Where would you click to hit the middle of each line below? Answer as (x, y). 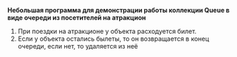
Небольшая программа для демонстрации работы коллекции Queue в (118, 10)
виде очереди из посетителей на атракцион (77, 18)
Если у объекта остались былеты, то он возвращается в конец (113, 39)
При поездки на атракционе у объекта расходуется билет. (107, 31)
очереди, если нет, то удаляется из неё (78, 46)
